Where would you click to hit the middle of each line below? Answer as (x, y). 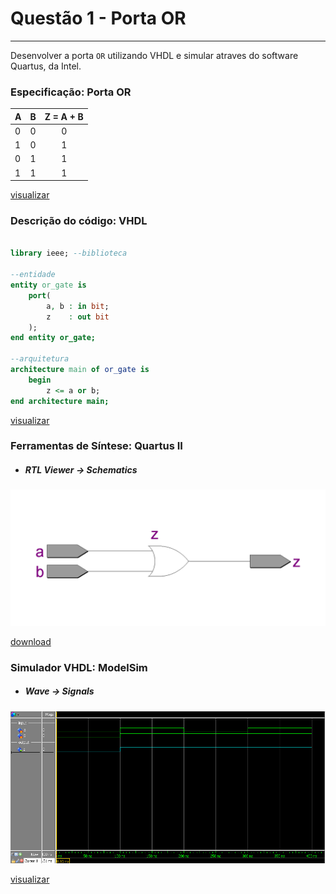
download (31, 641)
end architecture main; (60, 401)
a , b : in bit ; (78, 306)
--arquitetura (40, 359)
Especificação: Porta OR (71, 92)
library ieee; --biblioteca (69, 253)
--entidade (33, 275)
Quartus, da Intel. (46, 66)
